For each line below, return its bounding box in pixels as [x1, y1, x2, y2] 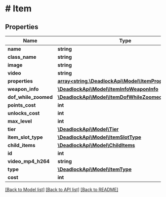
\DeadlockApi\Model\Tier [57, 126, 119, 132]
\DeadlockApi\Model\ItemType [57, 166, 132, 173]
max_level [7, 118, 32, 124]
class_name [7, 54, 37, 60]
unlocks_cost [7, 110, 40, 117]
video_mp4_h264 [7, 158, 50, 164]
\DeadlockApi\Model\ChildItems [57, 142, 135, 149]
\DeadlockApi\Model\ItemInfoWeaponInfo [57, 86, 159, 92]
